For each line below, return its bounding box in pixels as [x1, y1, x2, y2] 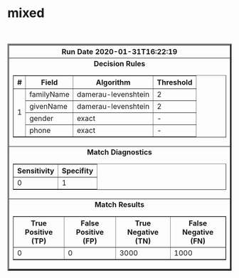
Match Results [95, 199, 144, 209]
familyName [29, 89, 70, 99]
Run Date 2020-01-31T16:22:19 [61, 46, 178, 56]
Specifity [61, 166, 94, 176]
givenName [29, 101, 68, 111]
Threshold [156, 77, 193, 87]
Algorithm [95, 77, 131, 87]
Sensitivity [17, 166, 55, 176]
